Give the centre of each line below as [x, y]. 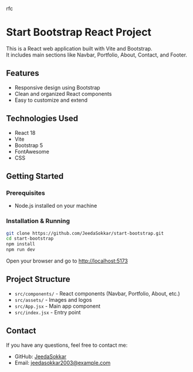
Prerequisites [26, 192]
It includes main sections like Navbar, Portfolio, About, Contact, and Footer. [97, 55]
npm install [21, 244]
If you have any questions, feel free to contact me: [67, 345]
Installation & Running [38, 221]
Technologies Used [42, 119]
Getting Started [35, 176]
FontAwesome [32, 151]
